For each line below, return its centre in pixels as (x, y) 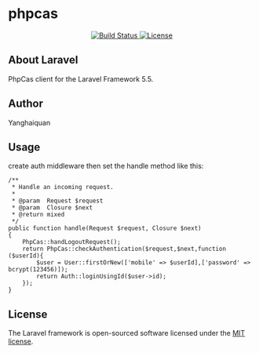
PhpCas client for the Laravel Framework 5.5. (81, 78)
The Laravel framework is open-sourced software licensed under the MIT (127, 333)
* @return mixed (38, 215)
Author (26, 104)
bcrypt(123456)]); (38, 270)
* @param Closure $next (52, 208)
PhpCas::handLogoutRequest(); (72, 242)
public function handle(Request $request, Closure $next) (105, 228)
